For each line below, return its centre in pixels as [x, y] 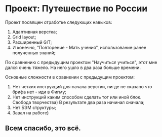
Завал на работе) [30, 113]
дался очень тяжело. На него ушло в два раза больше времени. [73, 68]
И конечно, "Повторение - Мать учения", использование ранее [79, 47]
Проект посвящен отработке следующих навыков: [59, 22]
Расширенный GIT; [32, 42]
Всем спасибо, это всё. [43, 128]
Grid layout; [24, 37]
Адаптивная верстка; [35, 32]
